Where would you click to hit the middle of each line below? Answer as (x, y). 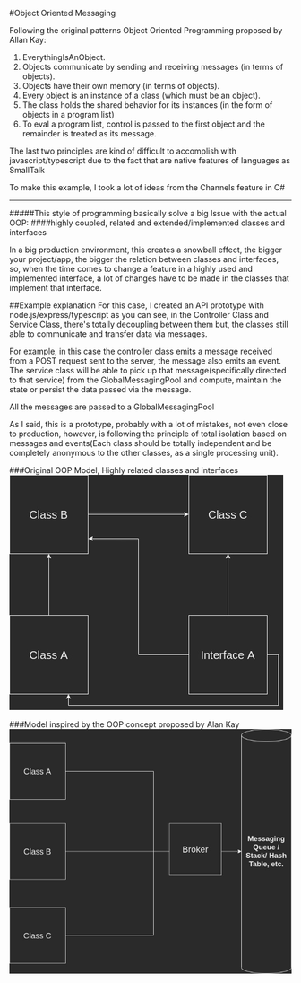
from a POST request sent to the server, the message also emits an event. (146, 361)
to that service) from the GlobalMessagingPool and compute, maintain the (146, 380)
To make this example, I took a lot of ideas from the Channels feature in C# (147, 187)
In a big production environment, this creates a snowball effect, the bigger (146, 250)
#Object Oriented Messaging (63, 13)
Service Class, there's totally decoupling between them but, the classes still (149, 324)
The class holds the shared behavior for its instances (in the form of (147, 105)
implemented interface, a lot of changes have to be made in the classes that (149, 278)
